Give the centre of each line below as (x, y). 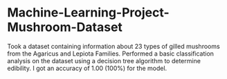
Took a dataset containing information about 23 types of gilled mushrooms (113, 46)
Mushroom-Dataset (65, 27)
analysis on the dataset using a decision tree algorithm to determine (104, 60)
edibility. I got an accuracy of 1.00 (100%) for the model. (87, 68)
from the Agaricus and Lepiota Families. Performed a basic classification (111, 54)
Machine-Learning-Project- (88, 13)
